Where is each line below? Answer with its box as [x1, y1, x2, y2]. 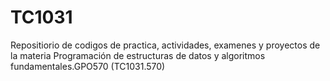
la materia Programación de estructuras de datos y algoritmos [10, 49, 266, 61]
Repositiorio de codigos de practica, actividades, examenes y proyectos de [10, 39, 321, 51]
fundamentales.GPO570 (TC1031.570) [10, 60, 166, 72]
